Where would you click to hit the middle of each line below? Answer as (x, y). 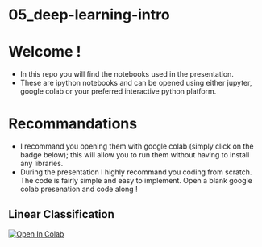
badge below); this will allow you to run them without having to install (135, 155)
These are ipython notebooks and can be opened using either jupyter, (136, 83)
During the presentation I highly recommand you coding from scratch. (136, 172)
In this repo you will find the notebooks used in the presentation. (127, 74)
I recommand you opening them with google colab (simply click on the (137, 146)
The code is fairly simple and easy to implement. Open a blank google (136, 181)
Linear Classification (62, 214)
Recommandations (73, 124)
